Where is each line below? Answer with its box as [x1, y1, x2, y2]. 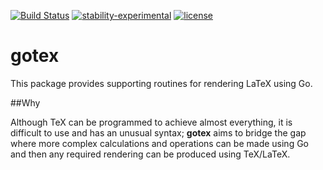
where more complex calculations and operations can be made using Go [10, 137, 309, 149]
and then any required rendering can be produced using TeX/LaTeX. [10, 148, 291, 160]
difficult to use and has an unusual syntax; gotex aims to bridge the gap [10, 126, 307, 139]
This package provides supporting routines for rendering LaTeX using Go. [10, 77, 313, 89]
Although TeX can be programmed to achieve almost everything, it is [10, 116, 293, 128]
